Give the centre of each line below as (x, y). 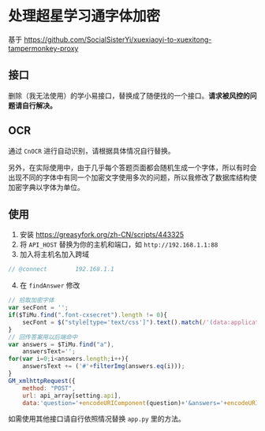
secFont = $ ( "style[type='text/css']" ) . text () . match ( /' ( (118, 322)
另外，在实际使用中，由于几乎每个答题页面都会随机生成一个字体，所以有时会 (132, 167)
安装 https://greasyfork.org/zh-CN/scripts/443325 (102, 235)
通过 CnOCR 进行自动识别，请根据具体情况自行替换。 (91, 150)
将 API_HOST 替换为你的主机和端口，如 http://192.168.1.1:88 (119, 244)
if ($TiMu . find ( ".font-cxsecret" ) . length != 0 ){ (88, 315)
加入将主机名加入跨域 (54, 255)
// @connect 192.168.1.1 (61, 269)
